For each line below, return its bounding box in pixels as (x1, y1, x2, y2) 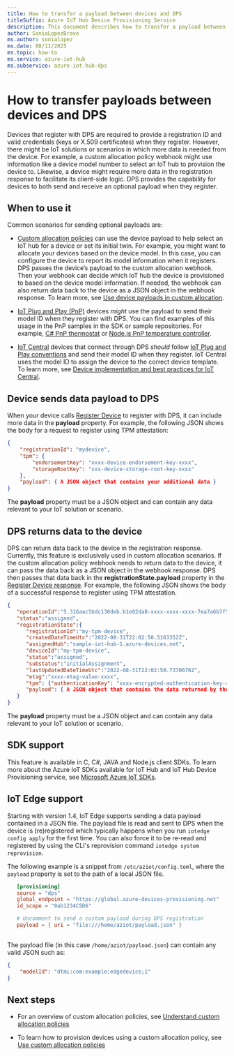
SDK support (7, 739, 64, 751)
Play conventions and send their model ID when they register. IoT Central (17, 350, 227, 359)
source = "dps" (16, 889, 61, 897)
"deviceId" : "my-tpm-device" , (25, 647, 111, 655)
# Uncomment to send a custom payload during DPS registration (16, 915, 204, 922)
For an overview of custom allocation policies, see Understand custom (17, 1013, 220, 1021)
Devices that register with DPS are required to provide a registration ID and (7, 130, 221, 138)
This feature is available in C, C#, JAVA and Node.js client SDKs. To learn (7, 758, 217, 766)
